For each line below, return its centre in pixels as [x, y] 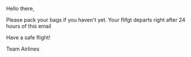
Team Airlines [23, 49]
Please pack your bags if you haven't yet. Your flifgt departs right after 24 [96, 20]
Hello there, [20, 9]
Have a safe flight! [28, 37]
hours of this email [29, 26]
